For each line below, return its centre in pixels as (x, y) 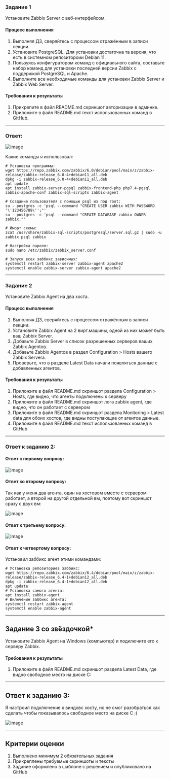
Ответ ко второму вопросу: (36, 482)
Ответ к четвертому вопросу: (38, 548)
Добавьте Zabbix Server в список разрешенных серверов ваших (82, 341)
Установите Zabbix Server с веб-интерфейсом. (56, 18)
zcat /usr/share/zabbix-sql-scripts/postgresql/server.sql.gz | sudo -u (83, 232)
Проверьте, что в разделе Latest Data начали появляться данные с (85, 363)
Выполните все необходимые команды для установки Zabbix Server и (88, 79)
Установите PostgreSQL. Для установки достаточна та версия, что (84, 52)
